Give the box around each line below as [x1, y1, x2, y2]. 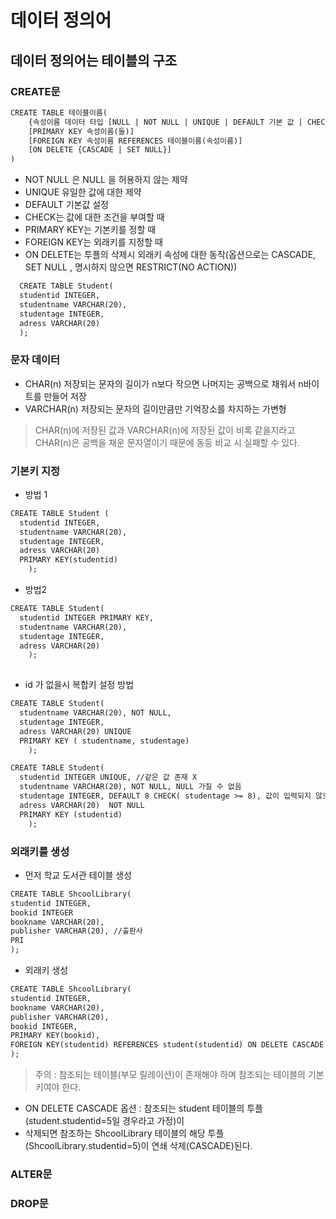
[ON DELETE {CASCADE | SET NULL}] [28, 145, 172, 155]
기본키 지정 [10, 464, 61, 478]
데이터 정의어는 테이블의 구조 [10, 52, 178, 69]
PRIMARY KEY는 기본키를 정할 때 [24, 224, 157, 236]
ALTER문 [10, 1167, 53, 1181]
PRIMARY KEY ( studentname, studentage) [19, 736, 190, 746]
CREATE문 [10, 84, 61, 98]
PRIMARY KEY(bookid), [10, 1031, 101, 1041]
